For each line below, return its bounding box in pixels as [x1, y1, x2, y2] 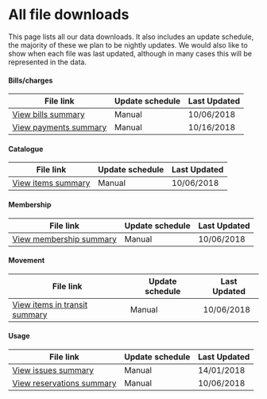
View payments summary [12, 122, 107, 133]
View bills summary [12, 109, 85, 120]
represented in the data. [8, 57, 87, 67]
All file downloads [8, 6, 130, 24]
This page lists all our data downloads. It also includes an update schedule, [8, 32, 254, 41]
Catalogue [8, 144, 44, 153]
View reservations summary [12, 378, 117, 389]
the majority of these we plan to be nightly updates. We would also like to [8, 40, 248, 49]
